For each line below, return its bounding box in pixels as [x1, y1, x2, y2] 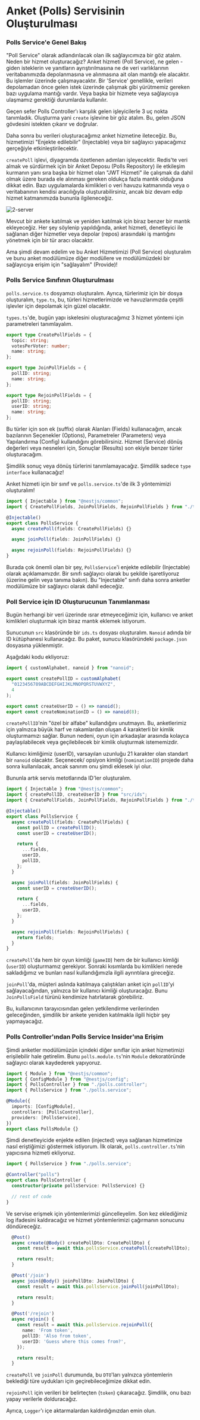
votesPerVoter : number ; [11, 343, 70, 349]
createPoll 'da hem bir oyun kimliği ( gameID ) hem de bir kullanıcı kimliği [6, 957, 179, 964]
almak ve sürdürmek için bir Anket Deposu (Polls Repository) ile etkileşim [6, 163, 186, 170]
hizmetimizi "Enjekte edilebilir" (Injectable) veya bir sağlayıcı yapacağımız [6, 139, 186, 146]
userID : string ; [11, 404, 52, 410]
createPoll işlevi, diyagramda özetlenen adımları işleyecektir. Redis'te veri [6, 157, 188, 164]
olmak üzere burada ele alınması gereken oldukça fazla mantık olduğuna [6, 175, 183, 183]
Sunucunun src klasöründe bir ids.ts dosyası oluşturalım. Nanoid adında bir [6, 629, 192, 636]
